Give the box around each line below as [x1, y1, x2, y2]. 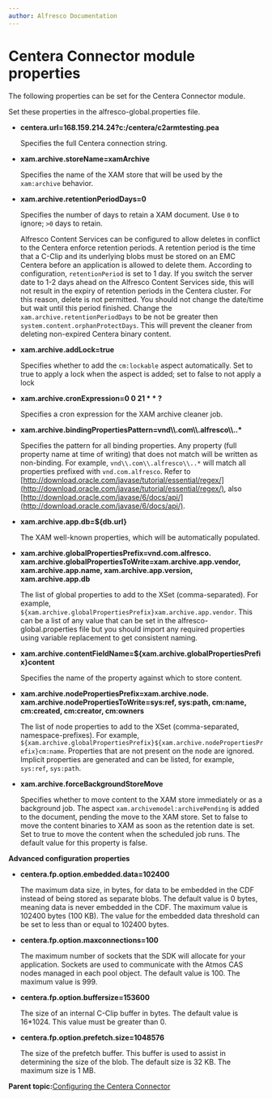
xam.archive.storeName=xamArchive [19, 153, 150, 163]
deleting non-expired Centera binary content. [19, 329, 172, 338]
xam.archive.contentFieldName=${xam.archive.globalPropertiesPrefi [19, 649, 261, 658]
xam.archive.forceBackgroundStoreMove [19, 778, 164, 788]
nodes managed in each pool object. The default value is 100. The [19, 968, 240, 978]
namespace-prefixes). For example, [19, 730, 140, 739]
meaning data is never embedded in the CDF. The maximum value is [19, 902, 249, 912]
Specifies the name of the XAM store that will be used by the [19, 170, 223, 179]
